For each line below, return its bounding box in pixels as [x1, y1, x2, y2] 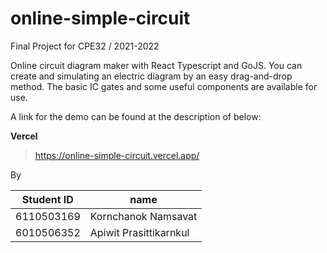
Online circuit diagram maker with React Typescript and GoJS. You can [10, 59, 303, 71]
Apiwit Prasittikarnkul [89, 225, 190, 239]
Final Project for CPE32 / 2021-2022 [10, 40, 160, 52]
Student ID [21, 192, 74, 206]
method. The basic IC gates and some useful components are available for [10, 80, 318, 92]
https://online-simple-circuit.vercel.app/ [34, 149, 200, 161]
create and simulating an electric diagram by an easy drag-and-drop [10, 70, 293, 82]
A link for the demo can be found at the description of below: [10, 110, 262, 122]
